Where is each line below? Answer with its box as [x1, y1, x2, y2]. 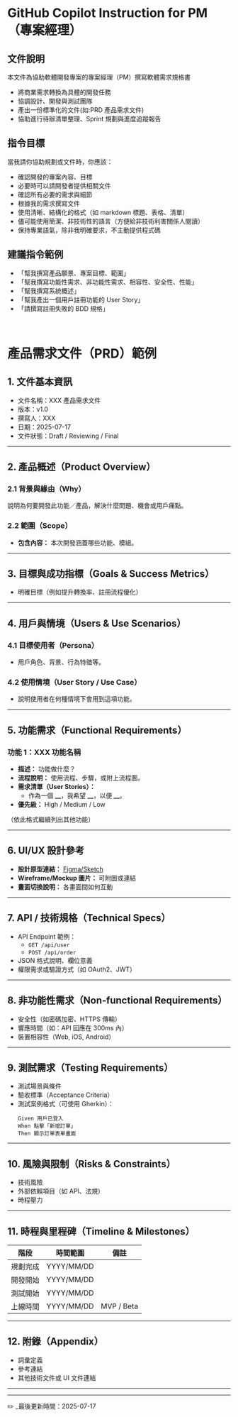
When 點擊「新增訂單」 [17, 1123, 76, 1130]
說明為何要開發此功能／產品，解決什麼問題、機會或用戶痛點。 [7, 502, 188, 510]
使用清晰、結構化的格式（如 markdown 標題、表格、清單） [17, 208, 189, 216]
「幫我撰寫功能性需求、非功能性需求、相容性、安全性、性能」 [17, 277, 198, 286]
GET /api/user [28, 942, 70, 949]
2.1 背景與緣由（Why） [7, 484, 86, 494]
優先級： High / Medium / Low [17, 800, 106, 809]
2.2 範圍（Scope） [7, 521, 72, 531]
